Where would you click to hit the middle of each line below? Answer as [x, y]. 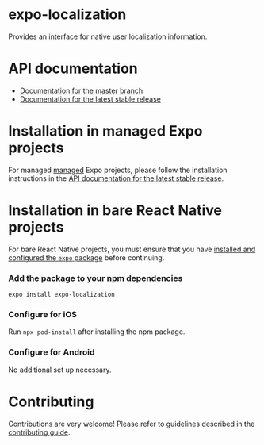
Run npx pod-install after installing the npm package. [97, 332]
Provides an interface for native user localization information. [108, 36]
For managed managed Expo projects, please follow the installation [118, 170]
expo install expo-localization [61, 295]
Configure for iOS [43, 314]
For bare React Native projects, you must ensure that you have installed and [132, 249]
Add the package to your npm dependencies [96, 278]
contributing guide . [39, 432]
